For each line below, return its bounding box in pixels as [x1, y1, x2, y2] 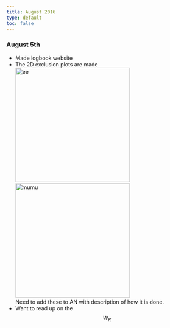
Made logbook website [15, 54, 73, 62]
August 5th [6, 40, 41, 49]
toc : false [6, 20, 34, 26]
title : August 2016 [6, 9, 56, 15]
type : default [6, 15, 43, 21]
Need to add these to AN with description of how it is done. [15, 298, 165, 305]
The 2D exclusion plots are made [15, 60, 99, 68]
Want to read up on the [15, 304, 73, 312]
